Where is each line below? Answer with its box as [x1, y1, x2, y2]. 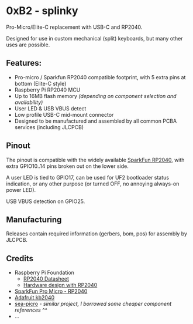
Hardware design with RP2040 [23, 282, 98, 289]
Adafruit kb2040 [14, 294, 55, 301]
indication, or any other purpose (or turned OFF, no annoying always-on [6, 180, 180, 187]
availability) [14, 99, 43, 106]
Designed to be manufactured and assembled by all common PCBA [14, 117, 177, 124]
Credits [6, 254, 34, 264]
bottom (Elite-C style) [14, 80, 67, 87]
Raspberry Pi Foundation [14, 269, 75, 276]
